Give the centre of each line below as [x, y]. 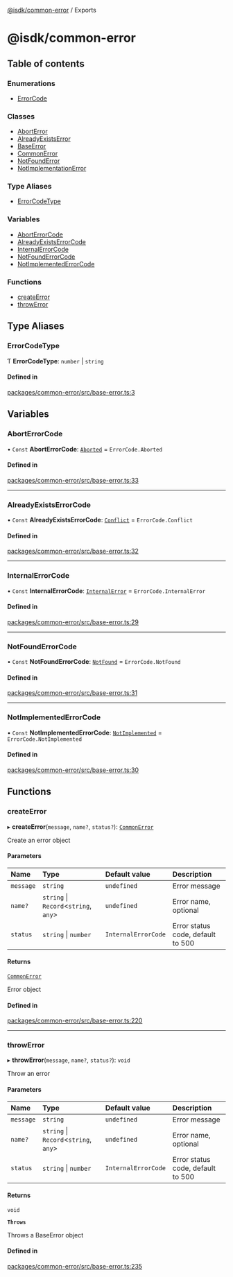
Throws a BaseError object [45, 1235]
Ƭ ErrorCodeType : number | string [55, 361]
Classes [21, 116]
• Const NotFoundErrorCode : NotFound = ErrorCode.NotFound [94, 662]
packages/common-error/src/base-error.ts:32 [73, 551]
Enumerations [31, 83]
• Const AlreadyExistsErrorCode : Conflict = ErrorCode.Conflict [100, 520]
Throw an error [29, 1074]
